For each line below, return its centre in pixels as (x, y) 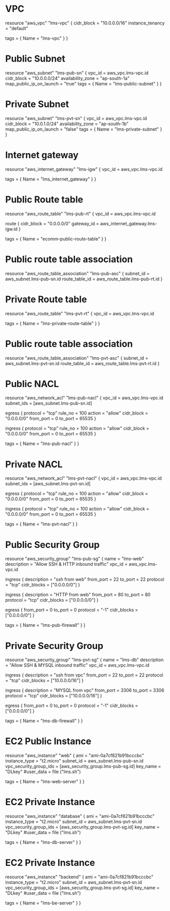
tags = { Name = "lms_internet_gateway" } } (51, 179)
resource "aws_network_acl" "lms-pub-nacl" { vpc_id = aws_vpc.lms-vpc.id (84, 398)
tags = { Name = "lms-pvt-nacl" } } (41, 524)
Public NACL (32, 384)
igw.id (11, 229)
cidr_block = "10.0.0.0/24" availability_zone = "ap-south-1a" (68, 78)
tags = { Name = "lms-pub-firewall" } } (46, 625)
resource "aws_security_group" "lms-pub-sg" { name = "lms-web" (75, 559)
